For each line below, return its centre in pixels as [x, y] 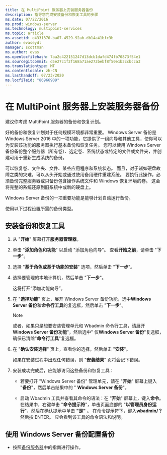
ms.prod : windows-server [31, 24]
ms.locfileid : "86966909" [32, 80]
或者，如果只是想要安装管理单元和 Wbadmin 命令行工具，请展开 [79, 326]
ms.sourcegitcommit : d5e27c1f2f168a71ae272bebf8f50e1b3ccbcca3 [73, 61]
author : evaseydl [23, 43]
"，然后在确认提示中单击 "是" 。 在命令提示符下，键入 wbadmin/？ [93, 411]
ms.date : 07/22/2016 [27, 19]
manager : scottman [24, 47]
